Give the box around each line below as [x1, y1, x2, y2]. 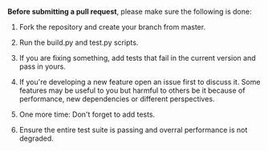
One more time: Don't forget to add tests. [18, 109, 156, 119]
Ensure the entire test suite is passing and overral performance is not [18, 125, 248, 134]
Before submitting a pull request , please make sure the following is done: [7, 7, 252, 16]
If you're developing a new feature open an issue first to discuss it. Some [18, 77, 261, 86]
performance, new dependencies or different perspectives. [18, 94, 215, 103]
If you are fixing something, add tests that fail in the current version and [18, 54, 256, 62]
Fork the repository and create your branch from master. [18, 22, 206, 31]
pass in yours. [18, 62, 66, 71]
